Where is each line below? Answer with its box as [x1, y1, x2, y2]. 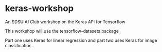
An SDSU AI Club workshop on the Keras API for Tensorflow [5, 19, 126, 25]
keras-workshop [5, 3, 74, 14]
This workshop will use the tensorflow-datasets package [5, 28, 119, 34]
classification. [5, 42, 33, 48]
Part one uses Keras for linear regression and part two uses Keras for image [5, 37, 157, 43]
